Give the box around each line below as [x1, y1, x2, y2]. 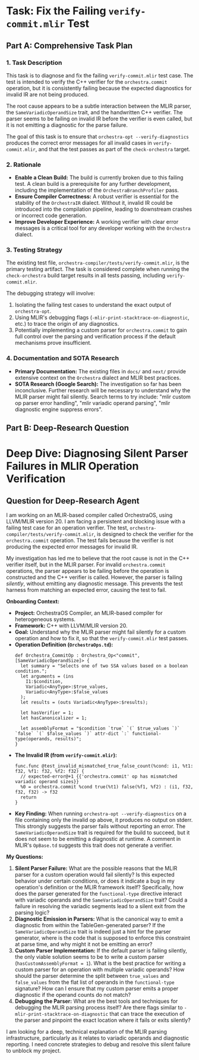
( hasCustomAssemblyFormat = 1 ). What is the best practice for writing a [14, 960, 186, 967]
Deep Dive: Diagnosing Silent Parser [6, 447, 188, 460]
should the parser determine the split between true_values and [14, 972, 170, 980]
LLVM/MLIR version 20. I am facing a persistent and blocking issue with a [6, 518, 185, 525]
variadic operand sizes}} [14, 779, 79, 785]
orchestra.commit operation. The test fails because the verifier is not [6, 537, 174, 544]
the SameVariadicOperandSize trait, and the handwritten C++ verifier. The [6, 108, 183, 116]
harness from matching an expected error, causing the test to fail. [6, 587, 167, 594]
